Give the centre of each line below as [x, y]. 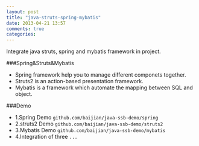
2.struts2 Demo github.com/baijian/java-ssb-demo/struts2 [89, 124]
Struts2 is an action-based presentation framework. [79, 81]
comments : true [25, 29]
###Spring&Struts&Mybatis [40, 63]
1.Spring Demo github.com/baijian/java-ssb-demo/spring [87, 118]
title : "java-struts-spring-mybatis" [54, 17]
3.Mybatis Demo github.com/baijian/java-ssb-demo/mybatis [90, 130]
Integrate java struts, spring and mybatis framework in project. [84, 51]
